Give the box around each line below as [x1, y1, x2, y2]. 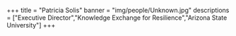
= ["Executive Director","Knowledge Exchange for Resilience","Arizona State [6, 13, 228, 22]
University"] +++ [6, 21, 56, 29]
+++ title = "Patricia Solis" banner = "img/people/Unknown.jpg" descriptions [6, 6, 230, 14]
